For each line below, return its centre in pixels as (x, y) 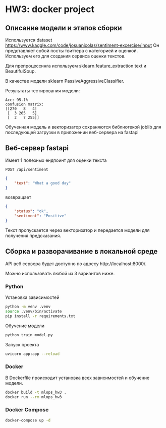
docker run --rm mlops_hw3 (34, 397)
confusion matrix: (24, 104)
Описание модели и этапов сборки (64, 28)
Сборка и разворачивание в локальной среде (81, 251)
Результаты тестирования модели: (43, 91)
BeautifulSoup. (21, 71)
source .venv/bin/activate (34, 311)
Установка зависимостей (32, 297)
